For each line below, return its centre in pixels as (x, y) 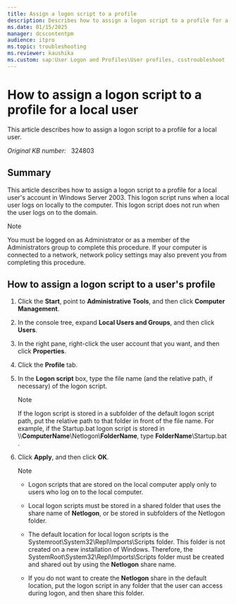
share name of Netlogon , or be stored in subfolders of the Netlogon (126, 514)
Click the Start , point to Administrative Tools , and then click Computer (121, 302)
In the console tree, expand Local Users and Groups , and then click (116, 323)
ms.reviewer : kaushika (41, 54)
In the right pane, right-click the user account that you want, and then (118, 344)
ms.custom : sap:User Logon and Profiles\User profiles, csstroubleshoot (116, 60)
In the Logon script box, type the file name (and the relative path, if (115, 379)
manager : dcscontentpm (41, 34)
